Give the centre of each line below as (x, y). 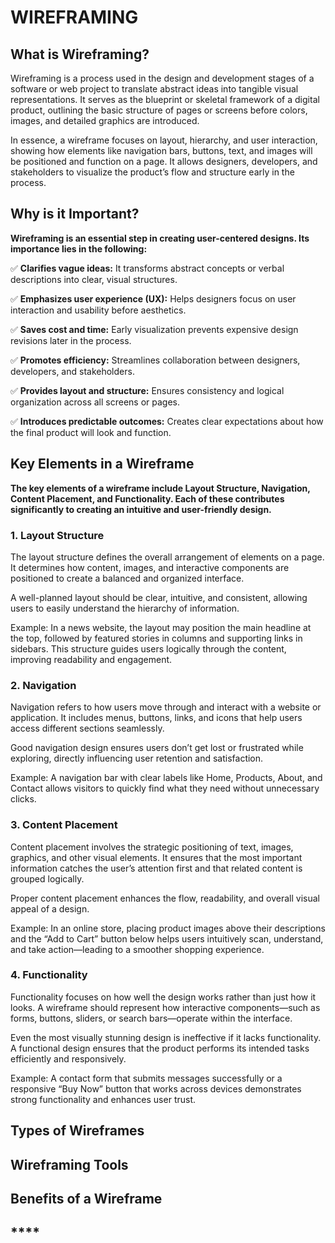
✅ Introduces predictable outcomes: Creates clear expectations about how (167, 421)
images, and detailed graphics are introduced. (105, 120)
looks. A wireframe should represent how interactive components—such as (165, 1007)
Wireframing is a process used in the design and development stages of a (162, 78)
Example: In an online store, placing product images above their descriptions (168, 928)
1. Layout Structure (57, 535)
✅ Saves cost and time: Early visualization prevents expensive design (154, 329)
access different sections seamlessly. (87, 728)
